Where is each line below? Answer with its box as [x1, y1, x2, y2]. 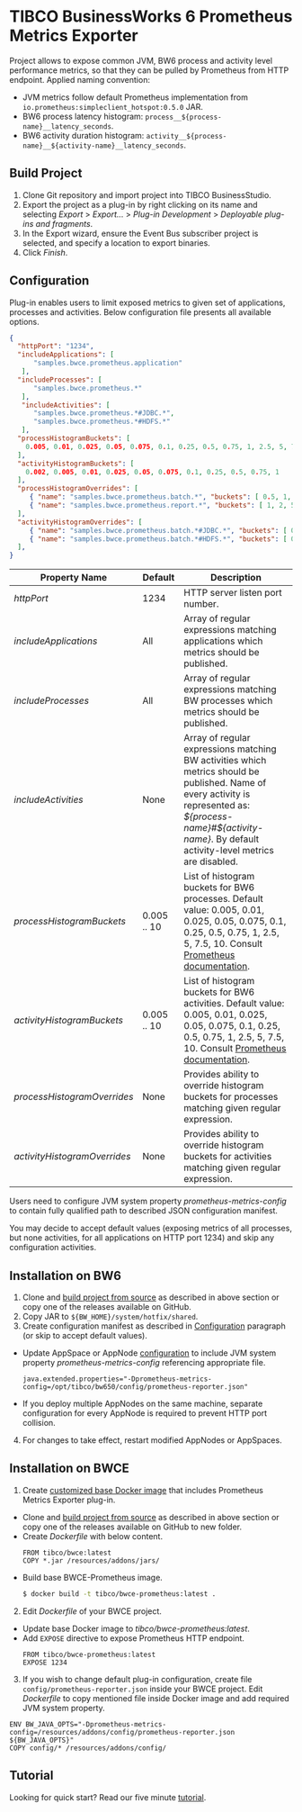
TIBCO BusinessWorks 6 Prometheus [9, 6, 293, 27]
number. [183, 598, 219, 610]
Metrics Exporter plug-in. [22, 1494, 116, 1505]
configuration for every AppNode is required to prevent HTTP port [22, 1408, 268, 1419]
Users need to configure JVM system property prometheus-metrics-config [9, 1195, 288, 1207]
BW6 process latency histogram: [22, 111, 144, 122]
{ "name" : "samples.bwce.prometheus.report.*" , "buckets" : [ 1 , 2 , [29, 501, 288, 510]
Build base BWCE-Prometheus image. [22, 1572, 164, 1582]
